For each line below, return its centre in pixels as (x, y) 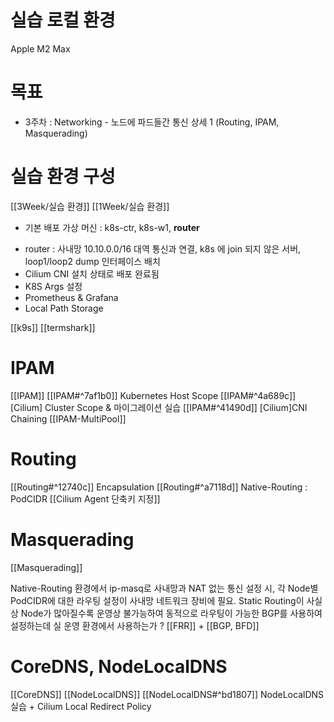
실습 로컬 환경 (63, 20)
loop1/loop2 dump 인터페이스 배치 (92, 261)
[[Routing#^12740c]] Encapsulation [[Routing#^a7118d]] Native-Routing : (159, 487)
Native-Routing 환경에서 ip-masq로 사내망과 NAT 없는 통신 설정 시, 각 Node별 (164, 588)
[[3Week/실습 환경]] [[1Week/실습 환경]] (90, 206)
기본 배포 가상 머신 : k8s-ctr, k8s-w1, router (112, 227)
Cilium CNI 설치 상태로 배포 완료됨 (92, 273)
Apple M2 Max (40, 48)
